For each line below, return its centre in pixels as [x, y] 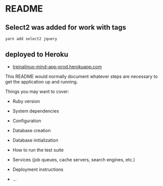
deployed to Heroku [37, 55]
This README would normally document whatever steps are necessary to [81, 76]
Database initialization [35, 140]
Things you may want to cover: [37, 91]
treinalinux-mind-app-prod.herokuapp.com [57, 66]
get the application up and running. [42, 81]
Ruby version [26, 101]
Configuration [27, 121]
